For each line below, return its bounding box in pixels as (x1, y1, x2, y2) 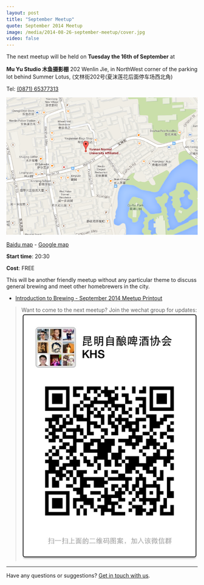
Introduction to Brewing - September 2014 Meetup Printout (15, 294, 163, 301)
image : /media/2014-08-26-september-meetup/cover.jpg (6, 29, 146, 35)
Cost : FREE (6, 264, 35, 271)
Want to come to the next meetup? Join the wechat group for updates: (21, 306, 197, 314)
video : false (6, 35, 39, 42)
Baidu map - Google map (6, 240, 69, 248)
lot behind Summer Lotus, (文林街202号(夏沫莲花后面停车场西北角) (6, 73, 173, 80)
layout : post (6, 10, 39, 16)
